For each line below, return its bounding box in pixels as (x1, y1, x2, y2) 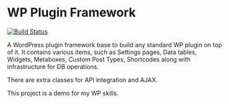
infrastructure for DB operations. (7, 62, 99, 70)
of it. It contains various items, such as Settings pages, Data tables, (7, 48, 197, 56)
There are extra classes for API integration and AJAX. (7, 75, 158, 83)
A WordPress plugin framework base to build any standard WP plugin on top (7, 40, 223, 49)
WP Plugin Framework (7, 5, 136, 21)
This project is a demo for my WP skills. (7, 89, 119, 97)
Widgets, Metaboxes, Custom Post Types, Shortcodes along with (7, 55, 191, 63)
